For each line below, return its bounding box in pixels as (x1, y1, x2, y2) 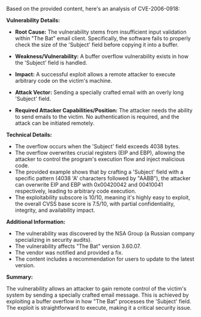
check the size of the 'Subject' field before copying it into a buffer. (14, 41, 179, 48)
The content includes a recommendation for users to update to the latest (14, 255, 194, 262)
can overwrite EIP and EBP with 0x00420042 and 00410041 (14, 181, 163, 188)
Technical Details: (6, 131, 52, 138)
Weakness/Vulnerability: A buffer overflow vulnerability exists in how (14, 53, 189, 59)
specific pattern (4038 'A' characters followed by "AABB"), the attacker (14, 175, 191, 182)
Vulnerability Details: (6, 17, 60, 23)
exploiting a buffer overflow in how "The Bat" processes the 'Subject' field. (6, 298, 191, 305)
